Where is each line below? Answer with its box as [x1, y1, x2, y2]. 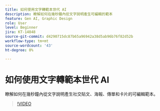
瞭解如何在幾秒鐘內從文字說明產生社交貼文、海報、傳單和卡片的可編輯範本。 [5, 91, 158, 97]
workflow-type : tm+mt [5, 39, 49, 44]
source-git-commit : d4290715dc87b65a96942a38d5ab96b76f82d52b [5, 34, 133, 39]
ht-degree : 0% [5, 48, 34, 52]
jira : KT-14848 [5, 30, 36, 34]
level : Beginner [5, 25, 38, 30]
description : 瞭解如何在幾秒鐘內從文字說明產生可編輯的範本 [5, 12, 113, 16]
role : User [5, 20, 27, 26]
